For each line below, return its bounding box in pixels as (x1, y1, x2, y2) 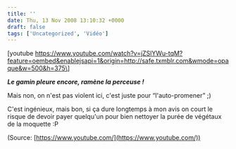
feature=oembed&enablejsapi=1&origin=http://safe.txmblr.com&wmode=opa (7, 57, 229, 65)
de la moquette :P (7, 120, 58, 129)
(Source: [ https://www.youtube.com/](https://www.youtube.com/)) (7, 134, 201, 142)
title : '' (7, 10, 37, 18)
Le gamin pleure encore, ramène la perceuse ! (7, 78, 144, 86)
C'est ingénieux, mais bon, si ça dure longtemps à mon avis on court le (7, 105, 213, 113)
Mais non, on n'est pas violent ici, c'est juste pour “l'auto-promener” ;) (7, 91, 211, 100)
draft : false (7, 23, 46, 30)
